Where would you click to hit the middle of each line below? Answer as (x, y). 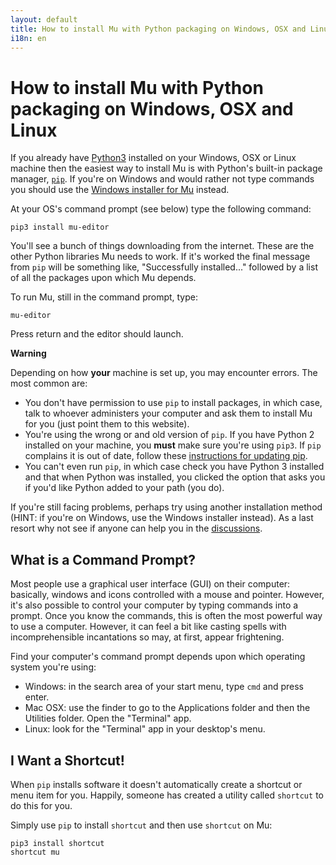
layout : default (44, 19)
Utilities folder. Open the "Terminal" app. (108, 718)
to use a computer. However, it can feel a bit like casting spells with (148, 627)
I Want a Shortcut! (67, 760)
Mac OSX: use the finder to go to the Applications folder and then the (167, 708)
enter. (37, 697)
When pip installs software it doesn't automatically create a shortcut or (156, 784)
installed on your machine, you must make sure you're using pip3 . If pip (173, 445)
